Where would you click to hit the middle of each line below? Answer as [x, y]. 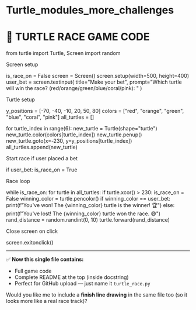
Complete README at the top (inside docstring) [72, 277]
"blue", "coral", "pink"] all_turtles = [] [50, 117]
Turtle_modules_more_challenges [90, 10]
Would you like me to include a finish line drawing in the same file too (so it [97, 295]
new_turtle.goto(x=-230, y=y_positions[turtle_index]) [69, 141]
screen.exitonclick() [30, 243]
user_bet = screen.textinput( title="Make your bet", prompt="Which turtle [94, 82]
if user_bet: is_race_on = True [42, 170]
